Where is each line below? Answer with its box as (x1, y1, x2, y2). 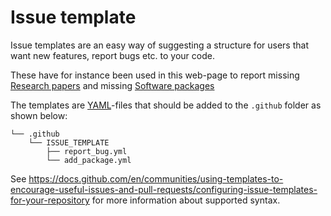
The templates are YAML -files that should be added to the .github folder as (10, 99, 322, 111)
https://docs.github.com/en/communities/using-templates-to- (28, 172, 284, 185)
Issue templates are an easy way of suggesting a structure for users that (10, 39, 309, 51)
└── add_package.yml (46, 155, 132, 165)
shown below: (10, 109, 68, 121)
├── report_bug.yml (46, 146, 128, 156)
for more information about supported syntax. (91, 194, 281, 206)
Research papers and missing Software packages (10, 79, 215, 91)
